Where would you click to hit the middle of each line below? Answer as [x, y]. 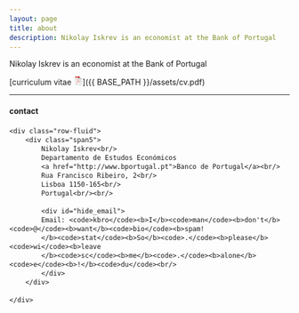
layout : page [33, 19]
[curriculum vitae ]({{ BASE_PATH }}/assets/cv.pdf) [107, 82]
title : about [33, 28]
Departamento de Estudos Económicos [109, 157]
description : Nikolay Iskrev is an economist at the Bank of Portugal [143, 37]
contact [24, 110]
